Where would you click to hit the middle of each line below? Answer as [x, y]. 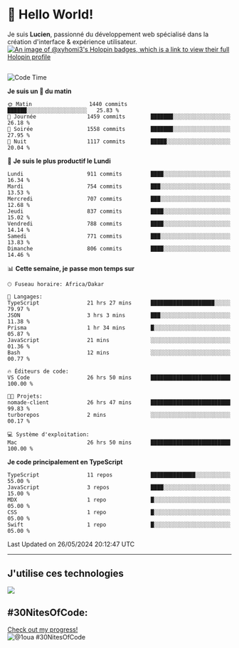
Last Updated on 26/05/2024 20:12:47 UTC [71, 544]
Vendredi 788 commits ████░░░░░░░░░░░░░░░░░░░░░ [119, 224]
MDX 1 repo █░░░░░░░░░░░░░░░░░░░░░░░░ [119, 500]
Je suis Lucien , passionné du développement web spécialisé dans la [108, 34]
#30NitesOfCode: [48, 612]
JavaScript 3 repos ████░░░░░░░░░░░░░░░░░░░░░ [119, 488]
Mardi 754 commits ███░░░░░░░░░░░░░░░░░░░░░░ [119, 187]
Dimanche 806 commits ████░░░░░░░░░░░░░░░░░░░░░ [119, 249]
